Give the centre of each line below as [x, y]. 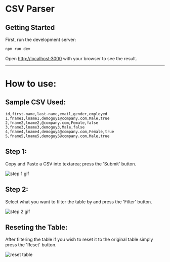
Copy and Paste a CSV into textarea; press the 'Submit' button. [71, 164]
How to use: [31, 84]
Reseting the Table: [36, 227]
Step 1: [16, 151]
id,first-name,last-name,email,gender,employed [56, 114]
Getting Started [30, 28]
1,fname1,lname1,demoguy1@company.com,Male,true [57, 118]
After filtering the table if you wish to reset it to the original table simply [79, 239]
